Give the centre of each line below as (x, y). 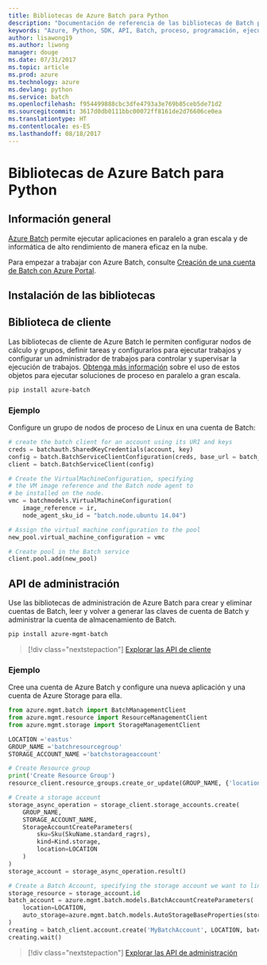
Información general (60, 219)
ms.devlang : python (41, 89)
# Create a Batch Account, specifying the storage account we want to (128, 886)
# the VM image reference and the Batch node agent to (101, 486)
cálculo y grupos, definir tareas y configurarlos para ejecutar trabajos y (125, 349)
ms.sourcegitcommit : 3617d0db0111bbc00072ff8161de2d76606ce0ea (115, 112)
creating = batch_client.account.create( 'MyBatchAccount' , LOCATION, (126, 930)
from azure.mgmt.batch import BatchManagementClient (97, 710)
